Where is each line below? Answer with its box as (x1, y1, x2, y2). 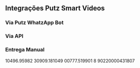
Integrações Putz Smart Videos (5, 4, 105, 13)
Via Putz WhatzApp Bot (5, 19, 64, 26)
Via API (5, 33, 24, 40)
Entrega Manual (5, 46, 45, 53)
